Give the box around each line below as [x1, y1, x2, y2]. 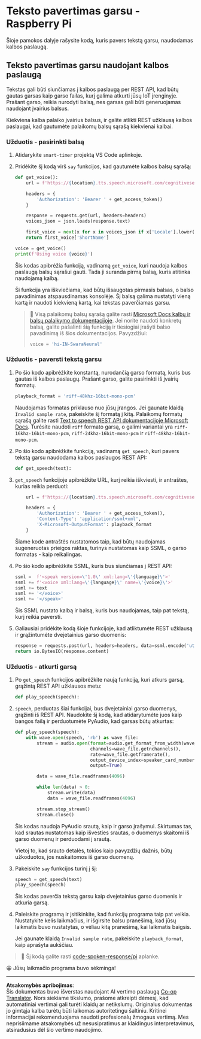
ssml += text [14, 585, 48, 591]
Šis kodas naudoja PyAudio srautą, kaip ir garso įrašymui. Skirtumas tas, [14, 822, 193, 830]
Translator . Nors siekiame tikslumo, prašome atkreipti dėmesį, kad [6, 995, 169, 1002]
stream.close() [36, 812, 75, 818]
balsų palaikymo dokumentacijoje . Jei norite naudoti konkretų [29, 317, 181, 324]
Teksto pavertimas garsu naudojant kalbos [6, 60, 169, 71]
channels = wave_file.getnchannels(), [90, 746, 181, 752]
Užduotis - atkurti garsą [6, 663, 77, 671]
